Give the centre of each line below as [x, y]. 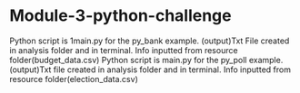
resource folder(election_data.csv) [74, 79]
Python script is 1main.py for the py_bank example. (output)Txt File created [150, 41]
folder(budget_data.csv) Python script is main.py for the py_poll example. [146, 60]
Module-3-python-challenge [120, 16]
